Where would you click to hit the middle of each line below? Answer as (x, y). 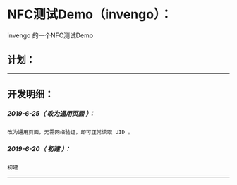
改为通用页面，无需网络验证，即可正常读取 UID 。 (71, 132)
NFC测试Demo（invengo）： (90, 14)
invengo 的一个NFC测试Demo (50, 35)
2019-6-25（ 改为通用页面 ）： (51, 113)
